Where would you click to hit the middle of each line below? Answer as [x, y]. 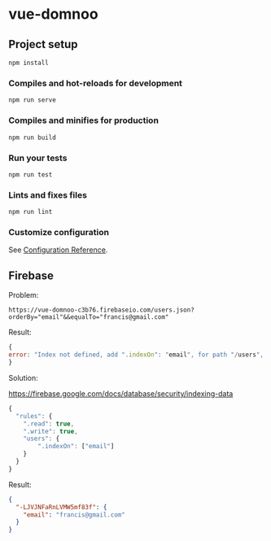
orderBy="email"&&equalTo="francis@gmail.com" [89, 317]
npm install [28, 63]
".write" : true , [51, 431]
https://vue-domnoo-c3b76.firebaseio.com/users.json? [102, 310]
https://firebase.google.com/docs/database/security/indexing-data [121, 393]
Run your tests [38, 158]
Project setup [44, 44]
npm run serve [33, 100]
